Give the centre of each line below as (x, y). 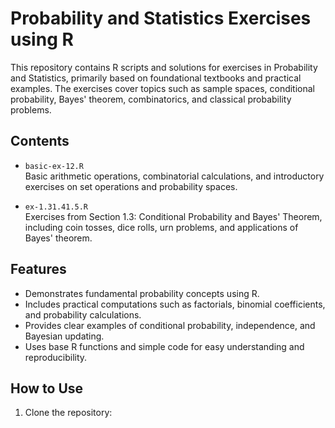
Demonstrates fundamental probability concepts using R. (142, 293)
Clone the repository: (68, 413)
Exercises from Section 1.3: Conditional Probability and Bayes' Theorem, (173, 216)
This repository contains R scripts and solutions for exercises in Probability (164, 67)
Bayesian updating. (64, 336)
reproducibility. (56, 357)
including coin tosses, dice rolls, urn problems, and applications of (161, 227)
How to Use (47, 388)
